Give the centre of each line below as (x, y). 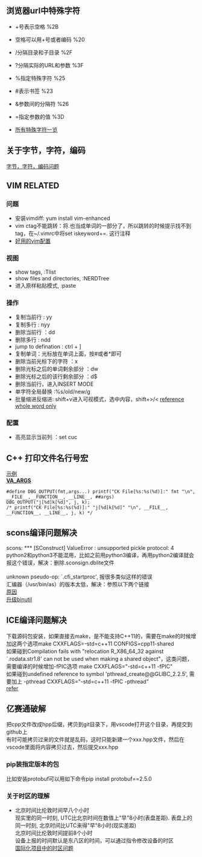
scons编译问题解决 (42, 533)
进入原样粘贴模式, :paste (46, 285)
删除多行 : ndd (33, 339)
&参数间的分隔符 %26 (42, 104)
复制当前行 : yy (33, 317)
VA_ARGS (19, 481)
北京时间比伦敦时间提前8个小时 (54, 833)
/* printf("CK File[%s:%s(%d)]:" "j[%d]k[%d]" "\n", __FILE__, (87, 508)
